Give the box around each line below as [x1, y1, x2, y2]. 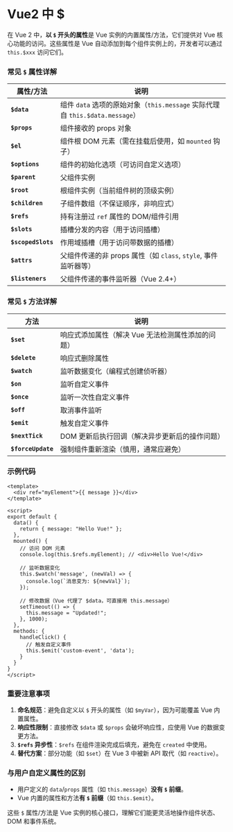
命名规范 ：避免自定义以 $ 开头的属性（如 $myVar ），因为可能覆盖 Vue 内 [17, 706, 221, 714]
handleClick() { [19, 634, 67, 641]
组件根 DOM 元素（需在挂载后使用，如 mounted [60, 137, 212, 146]
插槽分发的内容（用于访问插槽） [60, 225, 165, 234]
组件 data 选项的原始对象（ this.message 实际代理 [60, 100, 221, 110]
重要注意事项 [7, 688, 51, 698]
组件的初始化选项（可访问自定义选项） [60, 160, 186, 170]
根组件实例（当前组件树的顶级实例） [60, 186, 179, 196]
